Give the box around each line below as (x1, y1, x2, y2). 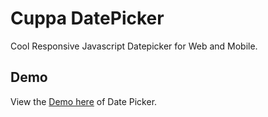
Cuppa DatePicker (10, 7, 165, 30)
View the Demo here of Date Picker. (10, 95, 158, 107)
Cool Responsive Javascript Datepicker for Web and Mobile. (10, 40, 258, 52)
